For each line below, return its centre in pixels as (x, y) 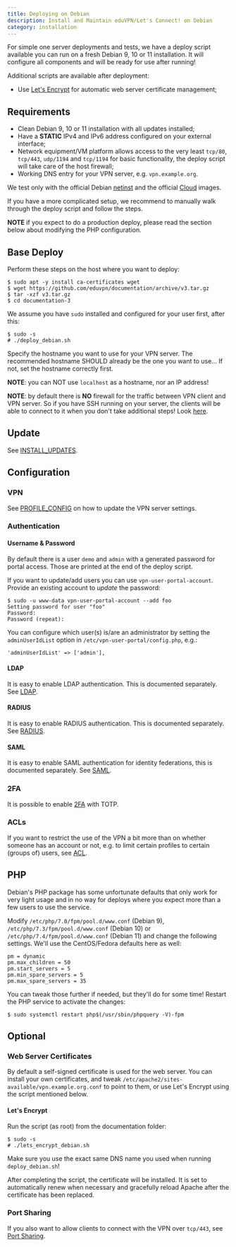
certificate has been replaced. (51, 1195)
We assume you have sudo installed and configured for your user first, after (116, 314)
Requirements (39, 111)
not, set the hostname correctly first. (61, 369)
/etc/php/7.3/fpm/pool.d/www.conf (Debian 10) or (79, 928)
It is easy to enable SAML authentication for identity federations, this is (110, 763)
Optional (26, 1036)
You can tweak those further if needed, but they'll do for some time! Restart (117, 994)
